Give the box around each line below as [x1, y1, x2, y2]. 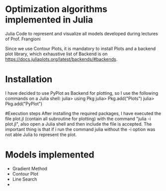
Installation [5, 74, 53, 85]
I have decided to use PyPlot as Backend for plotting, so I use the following [5, 90, 158, 96]
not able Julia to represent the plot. [5, 131, 77, 138]
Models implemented [5, 149, 94, 161]
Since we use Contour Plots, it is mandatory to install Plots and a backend [5, 45, 156, 51]
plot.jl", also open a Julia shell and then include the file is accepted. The [5, 121, 152, 127]
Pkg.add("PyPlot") [5, 101, 43, 107]
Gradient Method [12, 166, 47, 172]
